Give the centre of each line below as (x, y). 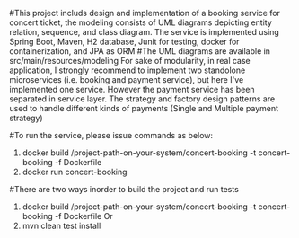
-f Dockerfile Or (84, 216)
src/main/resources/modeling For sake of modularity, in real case (130, 61)
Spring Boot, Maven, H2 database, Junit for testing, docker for (124, 41)
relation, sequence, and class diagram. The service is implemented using (145, 32)
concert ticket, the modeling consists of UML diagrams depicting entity (141, 22)
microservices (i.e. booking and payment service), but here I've (127, 79)
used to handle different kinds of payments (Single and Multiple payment (144, 108)
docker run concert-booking (75, 172)
